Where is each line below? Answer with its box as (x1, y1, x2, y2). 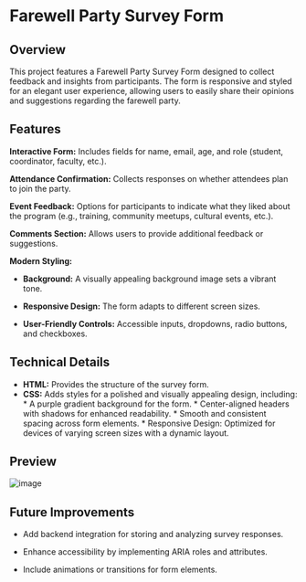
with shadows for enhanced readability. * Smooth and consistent (22, 407, 267, 418)
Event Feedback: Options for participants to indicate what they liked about (9, 200, 290, 211)
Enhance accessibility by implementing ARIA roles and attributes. (22, 546, 268, 557)
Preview (9, 454, 58, 470)
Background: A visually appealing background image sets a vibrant (22, 273, 277, 284)
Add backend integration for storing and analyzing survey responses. (22, 529, 284, 540)
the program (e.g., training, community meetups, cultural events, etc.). (9, 210, 274, 221)
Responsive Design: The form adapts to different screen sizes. (22, 301, 260, 312)
